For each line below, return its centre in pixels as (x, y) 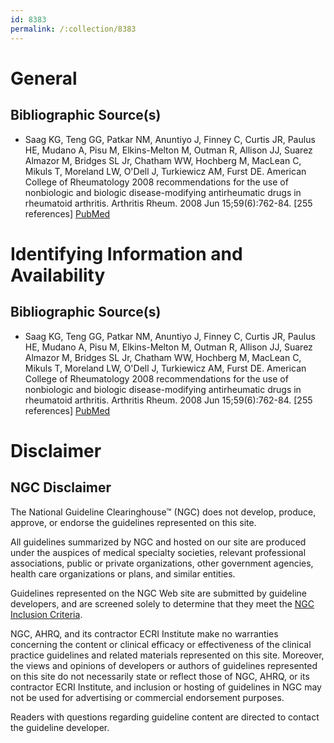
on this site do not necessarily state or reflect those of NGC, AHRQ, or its (160, 676)
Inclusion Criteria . (46, 614)
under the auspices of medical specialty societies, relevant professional (158, 552)
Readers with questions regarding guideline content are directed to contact (165, 717)
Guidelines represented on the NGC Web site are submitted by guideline (158, 593)
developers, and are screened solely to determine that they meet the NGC (162, 603)
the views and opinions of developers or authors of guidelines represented (164, 665)
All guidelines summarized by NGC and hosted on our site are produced (158, 542)
